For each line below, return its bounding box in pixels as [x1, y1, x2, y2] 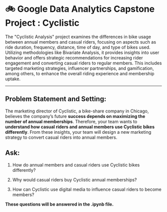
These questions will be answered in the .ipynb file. [5, 201, 114, 207]
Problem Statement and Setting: [5, 95, 107, 104]
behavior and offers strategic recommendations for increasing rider [5, 54, 143, 60]
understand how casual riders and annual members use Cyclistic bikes [5, 124, 155, 130]
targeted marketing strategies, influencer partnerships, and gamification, [5, 65, 154, 71]
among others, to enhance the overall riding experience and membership [5, 70, 155, 76]
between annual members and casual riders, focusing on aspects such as [5, 39, 157, 45]
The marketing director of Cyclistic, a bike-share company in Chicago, [5, 108, 149, 114]
